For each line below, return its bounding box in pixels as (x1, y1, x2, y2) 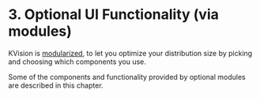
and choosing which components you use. (8, 57, 146, 66)
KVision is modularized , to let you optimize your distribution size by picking (8, 48, 253, 58)
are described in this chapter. (8, 81, 104, 90)
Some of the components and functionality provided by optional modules (8, 72, 247, 81)
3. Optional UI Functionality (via (8, 6, 219, 24)
